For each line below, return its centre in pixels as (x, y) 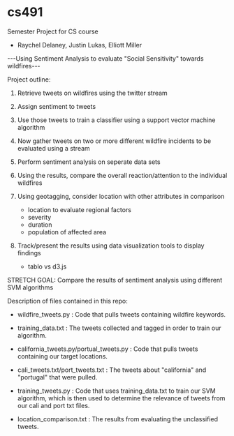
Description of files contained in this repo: (67, 301)
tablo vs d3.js (47, 266)
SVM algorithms (30, 287)
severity (39, 217)
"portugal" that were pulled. (57, 377)
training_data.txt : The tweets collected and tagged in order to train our (119, 328)
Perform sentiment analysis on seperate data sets (89, 162)
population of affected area (67, 232)
